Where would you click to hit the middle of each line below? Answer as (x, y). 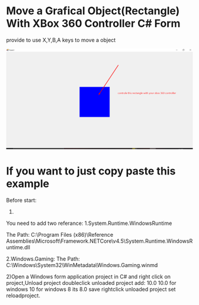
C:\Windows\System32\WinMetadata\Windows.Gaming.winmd (82, 265)
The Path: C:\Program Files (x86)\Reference (60, 235)
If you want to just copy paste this (91, 171)
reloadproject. (23, 296)
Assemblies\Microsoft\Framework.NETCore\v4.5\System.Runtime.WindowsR (99, 241)
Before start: (21, 201)
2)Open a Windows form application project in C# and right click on (88, 277)
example (28, 184)
